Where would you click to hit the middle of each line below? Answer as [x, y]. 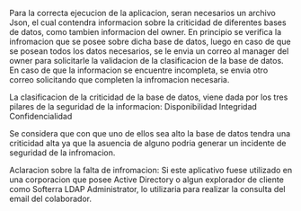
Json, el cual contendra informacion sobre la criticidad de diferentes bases [148, 22]
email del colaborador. [51, 198]
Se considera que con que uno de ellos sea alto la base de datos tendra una [150, 133]
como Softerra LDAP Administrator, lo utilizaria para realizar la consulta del [147, 189]
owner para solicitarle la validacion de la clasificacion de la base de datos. [147, 61]
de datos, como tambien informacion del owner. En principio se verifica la [146, 32]
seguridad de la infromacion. [62, 153]
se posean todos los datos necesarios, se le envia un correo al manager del [149, 51]
